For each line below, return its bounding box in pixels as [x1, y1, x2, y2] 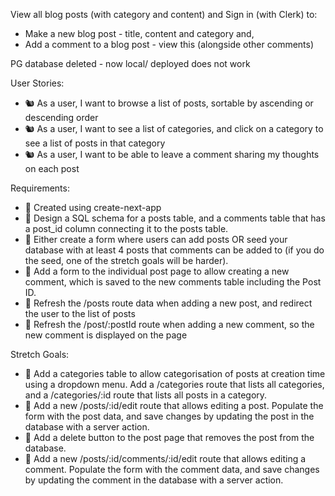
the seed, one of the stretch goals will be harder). [24, 255, 229, 266]
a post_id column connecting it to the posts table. [24, 223, 229, 234]
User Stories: [10, 77, 65, 89]
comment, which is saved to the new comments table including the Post [24, 276, 322, 288]
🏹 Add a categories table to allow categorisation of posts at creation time [24, 368, 326, 379]
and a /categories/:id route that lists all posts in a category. [24, 389, 268, 401]
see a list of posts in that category [24, 137, 166, 149]
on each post [24, 163, 80, 174]
